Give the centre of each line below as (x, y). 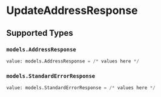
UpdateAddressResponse (72, 11)
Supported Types (40, 33)
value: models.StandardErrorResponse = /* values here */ (81, 88)
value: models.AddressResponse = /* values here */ (73, 61)
